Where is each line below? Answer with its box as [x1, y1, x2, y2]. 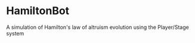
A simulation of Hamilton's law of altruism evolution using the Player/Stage [6, 24, 189, 31]
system [6, 29, 24, 37]
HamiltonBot [6, 4, 70, 18]
